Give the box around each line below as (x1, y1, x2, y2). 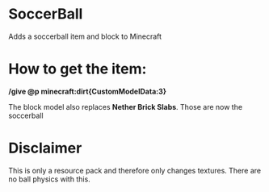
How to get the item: (8, 60, 147, 78)
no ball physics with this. (8, 174, 90, 184)
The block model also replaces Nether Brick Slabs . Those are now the (8, 102, 243, 111)
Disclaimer (8, 139, 82, 157)
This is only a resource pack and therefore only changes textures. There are (8, 165, 261, 175)
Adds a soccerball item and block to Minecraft (8, 31, 162, 41)
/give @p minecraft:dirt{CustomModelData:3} (8, 86, 167, 96)
